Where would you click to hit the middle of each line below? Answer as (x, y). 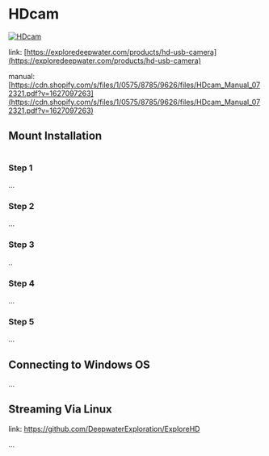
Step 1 (21, 168)
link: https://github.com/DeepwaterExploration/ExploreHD (104, 429)
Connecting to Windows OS (80, 364)
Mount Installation (55, 136)
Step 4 (21, 283)
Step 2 (21, 206)
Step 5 (21, 321)
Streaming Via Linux (60, 410)
